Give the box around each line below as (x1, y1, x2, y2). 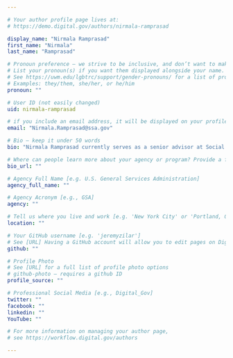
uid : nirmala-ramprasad (7, 106, 76, 113)
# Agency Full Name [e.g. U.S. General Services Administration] (7, 175, 200, 182)
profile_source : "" (7, 277, 64, 284)
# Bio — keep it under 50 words (7, 137, 101, 145)
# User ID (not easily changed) (7, 99, 101, 106)
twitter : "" (7, 296, 42, 303)
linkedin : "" (7, 309, 45, 316)
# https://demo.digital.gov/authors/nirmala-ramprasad (7, 22, 169, 30)
